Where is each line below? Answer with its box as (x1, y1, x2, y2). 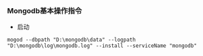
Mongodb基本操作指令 (7, 5, 82, 15)
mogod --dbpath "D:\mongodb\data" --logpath (7, 36, 136, 44)
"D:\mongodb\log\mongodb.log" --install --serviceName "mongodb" (7, 42, 197, 49)
